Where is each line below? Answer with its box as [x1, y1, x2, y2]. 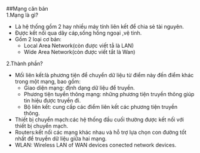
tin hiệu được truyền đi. [23, 97, 81, 104]
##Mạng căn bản [6, 5, 49, 12]
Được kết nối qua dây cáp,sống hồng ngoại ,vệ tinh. [14, 29, 142, 36]
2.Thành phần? [6, 60, 43, 67]
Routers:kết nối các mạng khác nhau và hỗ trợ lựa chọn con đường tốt [14, 128, 187, 136]
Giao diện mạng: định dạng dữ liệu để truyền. [23, 84, 136, 91]
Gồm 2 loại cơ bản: [14, 36, 61, 42]
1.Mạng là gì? [6, 11, 39, 19]
